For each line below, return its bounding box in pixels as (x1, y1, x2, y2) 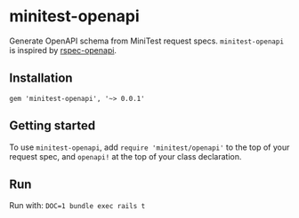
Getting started (9, 118, 96, 134)
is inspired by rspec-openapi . (9, 44, 117, 55)
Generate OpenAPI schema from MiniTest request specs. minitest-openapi (9, 35, 285, 46)
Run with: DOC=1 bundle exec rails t (9, 200, 146, 211)
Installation (9, 71, 73, 86)
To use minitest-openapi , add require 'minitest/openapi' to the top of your (9, 142, 290, 152)
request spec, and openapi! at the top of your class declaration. (9, 151, 242, 161)
